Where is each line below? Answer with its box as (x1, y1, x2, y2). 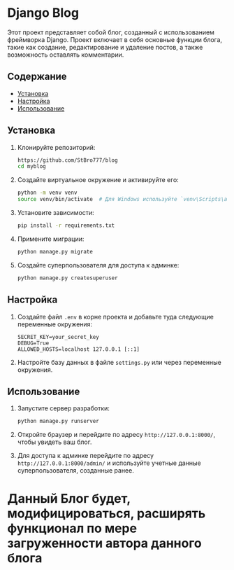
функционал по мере (7, 520, 138, 536)
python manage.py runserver (17, 418, 99, 425)
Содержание (7, 71, 68, 83)
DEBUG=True (17, 340, 50, 347)
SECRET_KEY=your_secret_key (17, 333, 99, 340)
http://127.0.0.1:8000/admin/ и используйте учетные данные (17, 459, 201, 467)
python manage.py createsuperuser (17, 274, 118, 281)
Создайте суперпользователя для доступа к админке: (17, 260, 180, 269)
